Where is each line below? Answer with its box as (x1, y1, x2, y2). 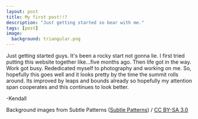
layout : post (6, 8, 39, 15)
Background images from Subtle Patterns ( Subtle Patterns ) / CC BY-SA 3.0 (6, 107, 189, 113)
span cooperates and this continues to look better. (6, 84, 129, 90)
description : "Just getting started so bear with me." (6, 19, 145, 25)
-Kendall (6, 95, 27, 102)
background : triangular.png (11, 36, 81, 42)
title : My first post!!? (6, 14, 68, 20)
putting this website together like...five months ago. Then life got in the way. (6, 58, 191, 65)
